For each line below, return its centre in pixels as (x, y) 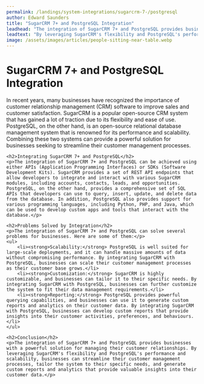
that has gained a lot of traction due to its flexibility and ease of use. (91, 119)
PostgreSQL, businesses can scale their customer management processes (99, 263)
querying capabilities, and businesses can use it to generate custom (97, 300)
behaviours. (179, 316)
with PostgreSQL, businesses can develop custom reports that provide (97, 311)
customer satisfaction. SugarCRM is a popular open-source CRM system (97, 113)
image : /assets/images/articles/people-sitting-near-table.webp (89, 40)
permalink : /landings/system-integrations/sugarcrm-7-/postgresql (92, 12)
